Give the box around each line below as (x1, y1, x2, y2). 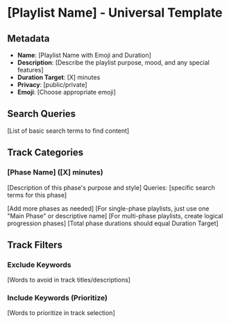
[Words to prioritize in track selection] (7, 309, 116, 317)
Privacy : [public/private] (17, 81, 88, 88)
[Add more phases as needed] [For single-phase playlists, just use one (7, 204, 210, 213)
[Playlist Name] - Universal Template (7, 5, 223, 21)
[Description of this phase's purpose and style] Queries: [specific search (7, 183, 215, 192)
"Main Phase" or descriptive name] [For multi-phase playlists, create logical (7, 211, 223, 220)
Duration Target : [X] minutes (17, 73, 101, 81)
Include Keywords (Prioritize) (7, 293, 108, 303)
